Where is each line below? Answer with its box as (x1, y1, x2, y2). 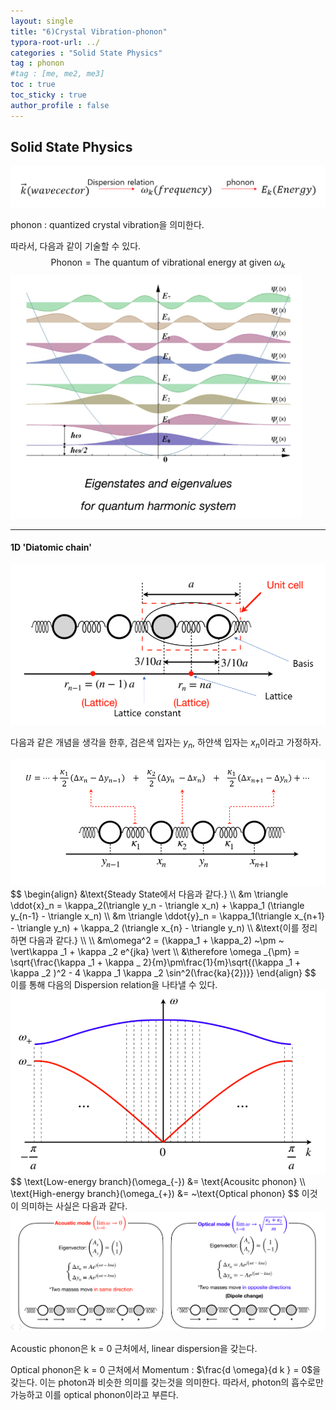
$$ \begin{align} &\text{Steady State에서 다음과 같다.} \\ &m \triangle (10, 888, 289, 900)
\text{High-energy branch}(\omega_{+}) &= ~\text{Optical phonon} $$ (10, 1187, 300, 1199)
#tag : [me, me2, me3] (10, 69, 105, 79)
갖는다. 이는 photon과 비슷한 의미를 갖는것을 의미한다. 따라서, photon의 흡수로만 (10, 1376, 324, 1389)
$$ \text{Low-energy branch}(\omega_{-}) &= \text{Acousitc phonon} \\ (10, 1175, 306, 1187)
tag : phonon (10, 58, 65, 69)
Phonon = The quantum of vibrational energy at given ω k (50, 256, 286, 270)
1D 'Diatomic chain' (10, 541, 92, 554)
